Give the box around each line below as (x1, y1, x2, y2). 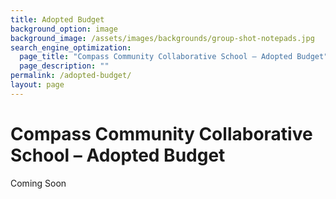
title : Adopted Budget (10, 14, 105, 25)
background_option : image (10, 24, 118, 34)
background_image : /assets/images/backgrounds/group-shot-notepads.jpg (10, 33, 315, 43)
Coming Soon (10, 177, 67, 189)
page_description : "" (19, 61, 110, 71)
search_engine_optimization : (10, 42, 132, 53)
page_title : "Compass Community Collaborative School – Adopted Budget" (19, 52, 329, 62)
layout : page (10, 80, 65, 90)
